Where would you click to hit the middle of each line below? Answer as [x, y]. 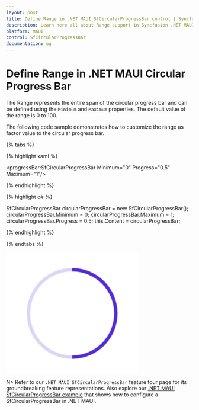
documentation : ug [29, 44]
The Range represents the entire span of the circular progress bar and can [97, 102]
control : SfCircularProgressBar [46, 38]
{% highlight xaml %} [32, 156]
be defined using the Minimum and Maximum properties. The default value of [96, 109]
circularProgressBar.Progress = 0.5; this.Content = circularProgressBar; [93, 221]
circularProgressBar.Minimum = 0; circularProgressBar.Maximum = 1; [90, 214]
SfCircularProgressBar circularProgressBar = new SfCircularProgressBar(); [97, 208]
